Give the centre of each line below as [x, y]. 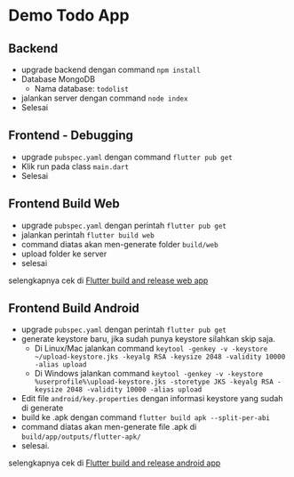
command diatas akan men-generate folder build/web [119, 244]
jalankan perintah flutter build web [87, 234]
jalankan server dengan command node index [104, 98]
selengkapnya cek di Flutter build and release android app [115, 463]
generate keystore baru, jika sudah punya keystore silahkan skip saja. [148, 339]
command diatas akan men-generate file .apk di [109, 427]
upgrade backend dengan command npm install [111, 69]
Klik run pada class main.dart [75, 166]
